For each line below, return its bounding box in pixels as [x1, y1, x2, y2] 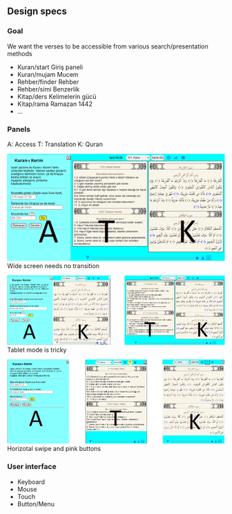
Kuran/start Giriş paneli [17, 62, 84, 71]
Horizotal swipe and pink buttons [7, 445, 101, 453]
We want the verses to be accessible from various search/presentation [7, 42, 209, 51]
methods [7, 49, 32, 57]
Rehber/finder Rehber [17, 78, 79, 86]
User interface [7, 462, 57, 472]
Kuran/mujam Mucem [17, 70, 79, 78]
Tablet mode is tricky [7, 346, 67, 354]
